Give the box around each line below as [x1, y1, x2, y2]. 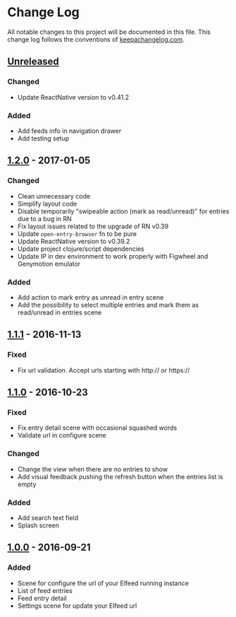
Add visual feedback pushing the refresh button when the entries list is [17, 472, 223, 481]
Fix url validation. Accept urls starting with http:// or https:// [17, 365, 190, 375]
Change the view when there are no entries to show [17, 464, 168, 474]
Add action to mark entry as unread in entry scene [17, 293, 164, 301]
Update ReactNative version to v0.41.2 [17, 93, 129, 101]
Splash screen [17, 521, 60, 529]
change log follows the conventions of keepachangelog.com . [7, 35, 185, 43]
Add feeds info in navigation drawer [17, 127, 122, 135]
